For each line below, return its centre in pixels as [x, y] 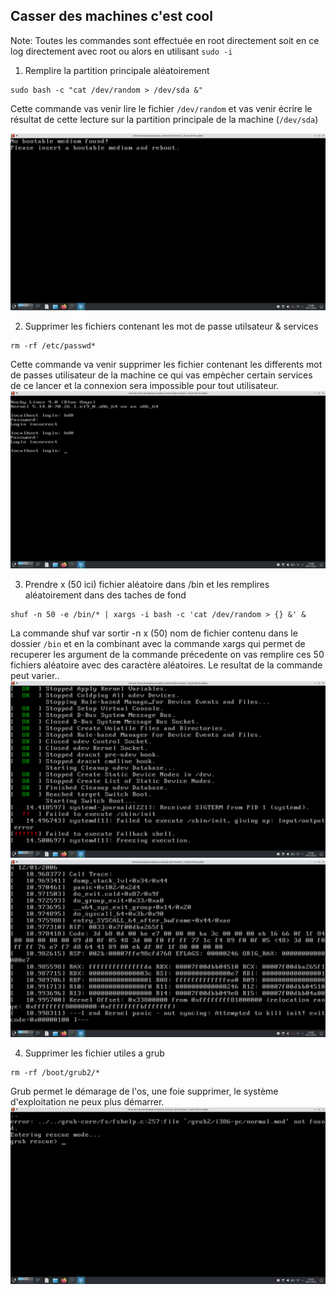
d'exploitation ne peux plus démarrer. [87, 1101]
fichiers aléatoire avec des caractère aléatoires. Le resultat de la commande [166, 665]
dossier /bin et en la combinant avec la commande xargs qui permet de [158, 643]
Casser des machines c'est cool [111, 16]
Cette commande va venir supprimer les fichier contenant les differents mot [166, 365]
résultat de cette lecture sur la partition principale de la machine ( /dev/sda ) [164, 119]
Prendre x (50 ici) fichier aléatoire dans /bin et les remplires [147, 584]
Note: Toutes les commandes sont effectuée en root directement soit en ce [165, 40]
